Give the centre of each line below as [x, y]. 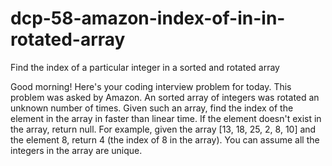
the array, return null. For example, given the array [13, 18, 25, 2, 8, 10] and [163, 129]
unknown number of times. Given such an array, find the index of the [152, 108]
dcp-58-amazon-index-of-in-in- [148, 18]
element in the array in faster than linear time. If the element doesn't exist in [166, 118]
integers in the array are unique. [76, 150]
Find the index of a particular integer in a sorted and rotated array [145, 67]
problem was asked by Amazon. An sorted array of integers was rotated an [165, 97]
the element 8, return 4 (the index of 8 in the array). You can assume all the [165, 139]
